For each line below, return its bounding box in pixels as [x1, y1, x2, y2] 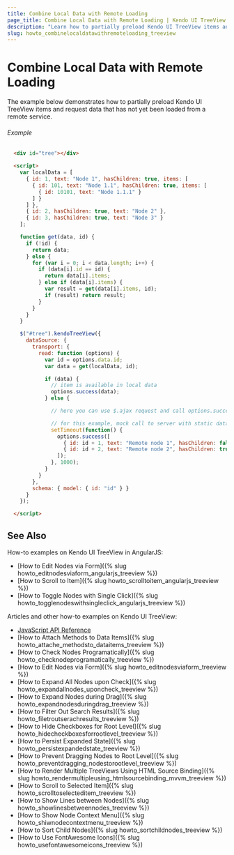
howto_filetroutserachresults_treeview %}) [17, 714, 139, 722]
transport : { [32, 343, 70, 351]
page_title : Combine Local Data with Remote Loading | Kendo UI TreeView [7, 17, 226, 24]
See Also [7, 529, 47, 541]
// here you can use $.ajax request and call [51, 407, 186, 415]
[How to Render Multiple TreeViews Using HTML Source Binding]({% [17, 766, 215, 775]
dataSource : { [25, 337, 68, 344]
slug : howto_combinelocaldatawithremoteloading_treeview [7, 29, 176, 37]
